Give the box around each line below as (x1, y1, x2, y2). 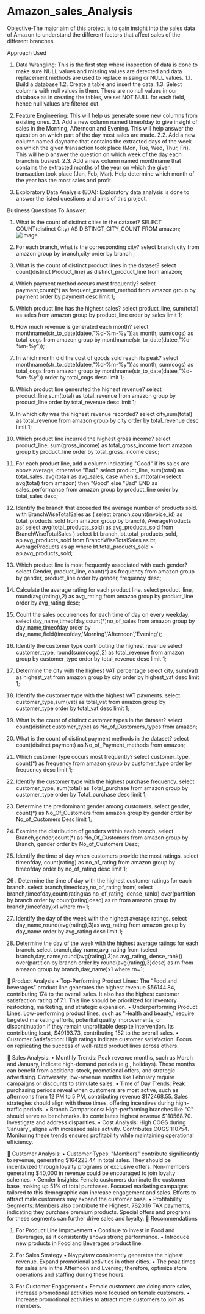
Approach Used (7, 49, 46, 56)
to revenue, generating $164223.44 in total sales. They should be (7, 1156, 171, 1163)
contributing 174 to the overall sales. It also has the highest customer (7, 990, 179, 997)
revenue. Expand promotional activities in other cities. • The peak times (15, 1258, 196, 1265)
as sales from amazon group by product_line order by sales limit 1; (15, 311, 182, 318)
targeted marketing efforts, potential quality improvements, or (7, 1016, 162, 1023)
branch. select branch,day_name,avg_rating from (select (15, 946, 158, 953)
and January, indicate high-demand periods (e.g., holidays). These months (7, 1060, 195, 1068)
